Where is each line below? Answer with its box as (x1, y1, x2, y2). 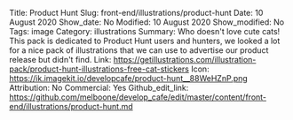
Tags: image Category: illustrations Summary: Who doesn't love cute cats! (9, 26, 281, 36)
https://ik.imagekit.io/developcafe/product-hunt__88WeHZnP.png (9, 73, 249, 83)
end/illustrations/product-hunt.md (9, 101, 133, 111)
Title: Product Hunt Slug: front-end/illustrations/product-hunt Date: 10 (9, 8, 264, 18)
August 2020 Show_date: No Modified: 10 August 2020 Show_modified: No (9, 17, 285, 27)
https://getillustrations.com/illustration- (113, 55, 257, 64)
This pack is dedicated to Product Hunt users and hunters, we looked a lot (9, 35, 281, 46)
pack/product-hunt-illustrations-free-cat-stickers (9, 64, 189, 74)
